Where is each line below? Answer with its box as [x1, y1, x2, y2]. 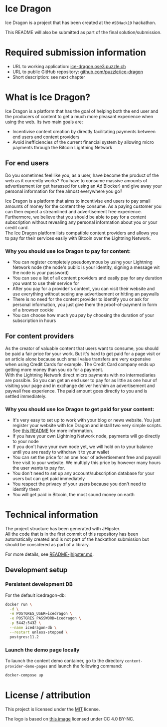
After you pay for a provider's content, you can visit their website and [12, 285, 155, 291]
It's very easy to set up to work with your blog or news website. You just [12, 417, 161, 423]
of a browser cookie [12, 306, 54, 313]
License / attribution [5, 689, 91, 701]
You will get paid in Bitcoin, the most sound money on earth [12, 492, 135, 498]
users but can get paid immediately [12, 476, 85, 482]
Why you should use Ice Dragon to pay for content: [5, 247, 131, 254]
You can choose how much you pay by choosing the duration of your [12, 312, 155, 318]
